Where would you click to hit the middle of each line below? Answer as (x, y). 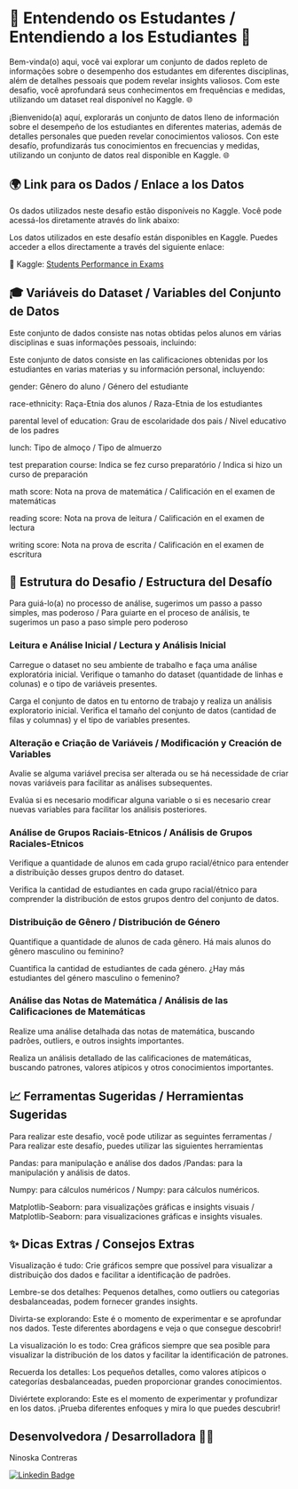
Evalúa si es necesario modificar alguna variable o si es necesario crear (140, 800)
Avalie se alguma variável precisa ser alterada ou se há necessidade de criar (149, 773)
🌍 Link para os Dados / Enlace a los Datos (127, 185)
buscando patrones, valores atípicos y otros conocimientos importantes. (141, 1067)
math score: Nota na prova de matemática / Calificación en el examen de (142, 491)
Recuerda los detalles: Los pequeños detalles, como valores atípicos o (138, 1372)
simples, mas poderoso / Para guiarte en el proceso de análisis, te (129, 613)
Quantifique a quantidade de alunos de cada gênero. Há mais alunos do (140, 941)
